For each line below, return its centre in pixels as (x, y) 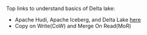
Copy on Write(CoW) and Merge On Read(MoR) (73, 26)
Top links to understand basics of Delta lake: (61, 8)
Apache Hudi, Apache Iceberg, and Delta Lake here (78, 20)
